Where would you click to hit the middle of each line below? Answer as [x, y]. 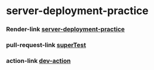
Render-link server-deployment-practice [65, 29]
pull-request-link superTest [46, 45]
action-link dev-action [39, 61]
